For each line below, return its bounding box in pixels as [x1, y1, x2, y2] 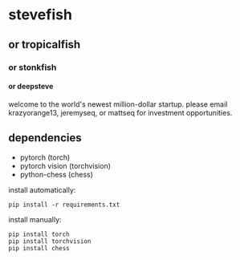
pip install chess [8, 244, 70, 252]
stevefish [8, 6, 72, 24]
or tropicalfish [8, 38, 81, 51]
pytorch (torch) [19, 152, 71, 162]
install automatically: [8, 185, 76, 194]
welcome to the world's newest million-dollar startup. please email [8, 99, 228, 109]
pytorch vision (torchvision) [19, 160, 111, 170]
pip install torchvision [8, 237, 92, 246]
